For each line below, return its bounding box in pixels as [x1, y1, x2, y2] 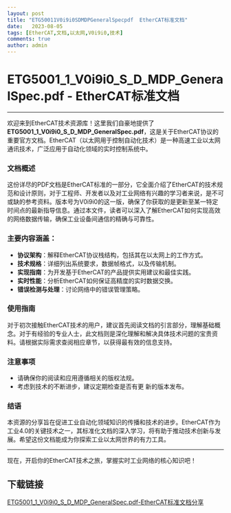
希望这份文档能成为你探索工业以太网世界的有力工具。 [19, 435, 170, 444]
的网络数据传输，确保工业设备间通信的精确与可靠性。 [7, 215, 158, 223]
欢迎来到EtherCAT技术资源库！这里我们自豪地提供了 [7, 118, 155, 127]
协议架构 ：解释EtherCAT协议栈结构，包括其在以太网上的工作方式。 [16, 250, 207, 259]
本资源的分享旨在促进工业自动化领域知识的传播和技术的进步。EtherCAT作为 [7, 418, 221, 426]
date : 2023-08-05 [7, 23, 63, 30]
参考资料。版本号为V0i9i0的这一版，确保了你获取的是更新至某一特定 [25, 197, 219, 206]
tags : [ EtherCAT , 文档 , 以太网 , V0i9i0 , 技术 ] [7, 29, 124, 36]
